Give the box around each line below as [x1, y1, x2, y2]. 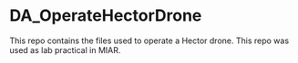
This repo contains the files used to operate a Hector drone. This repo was [9, 35, 290, 46]
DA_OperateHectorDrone [9, 5, 202, 26]
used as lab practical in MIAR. [9, 44, 121, 55]
